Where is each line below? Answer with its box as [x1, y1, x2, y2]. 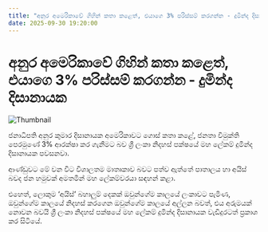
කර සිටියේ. [8, 216, 42, 226]
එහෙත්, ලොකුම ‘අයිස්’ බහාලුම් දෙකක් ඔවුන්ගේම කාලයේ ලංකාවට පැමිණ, [8, 189, 231, 199]
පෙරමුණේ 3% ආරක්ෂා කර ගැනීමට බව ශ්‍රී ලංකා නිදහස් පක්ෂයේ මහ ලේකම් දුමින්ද [8, 140, 253, 149]
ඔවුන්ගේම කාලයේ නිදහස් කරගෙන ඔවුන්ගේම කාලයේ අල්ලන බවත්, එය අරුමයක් [8, 199, 253, 208]
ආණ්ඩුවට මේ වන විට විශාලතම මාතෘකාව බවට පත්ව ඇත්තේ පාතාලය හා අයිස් [8, 164, 247, 174]
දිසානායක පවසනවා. [8, 148, 69, 158]
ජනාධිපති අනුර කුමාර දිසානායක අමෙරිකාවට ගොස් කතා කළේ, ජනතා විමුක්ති [8, 131, 239, 140]
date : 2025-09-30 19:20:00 [8, 19, 98, 27]
